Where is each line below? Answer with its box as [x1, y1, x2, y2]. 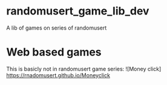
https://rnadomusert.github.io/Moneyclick [6, 71, 111, 79]
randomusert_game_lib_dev [6, 4, 149, 18]
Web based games [6, 45, 102, 59]
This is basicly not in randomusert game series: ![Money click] [6, 65, 162, 72]
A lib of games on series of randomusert [6, 24, 107, 31]
